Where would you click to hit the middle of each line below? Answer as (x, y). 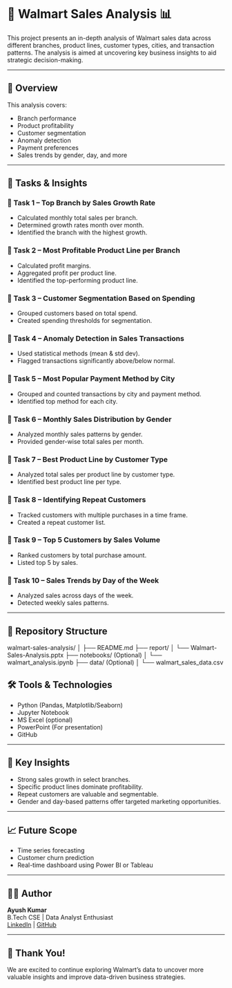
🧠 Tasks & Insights (47, 184)
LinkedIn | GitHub (32, 925)
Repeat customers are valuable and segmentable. (88, 794)
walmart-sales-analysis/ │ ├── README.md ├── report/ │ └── (98, 647)
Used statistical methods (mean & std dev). (78, 353)
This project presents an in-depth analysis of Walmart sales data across (109, 38)
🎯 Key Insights (39, 763)
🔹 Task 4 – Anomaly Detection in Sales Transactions (96, 338)
